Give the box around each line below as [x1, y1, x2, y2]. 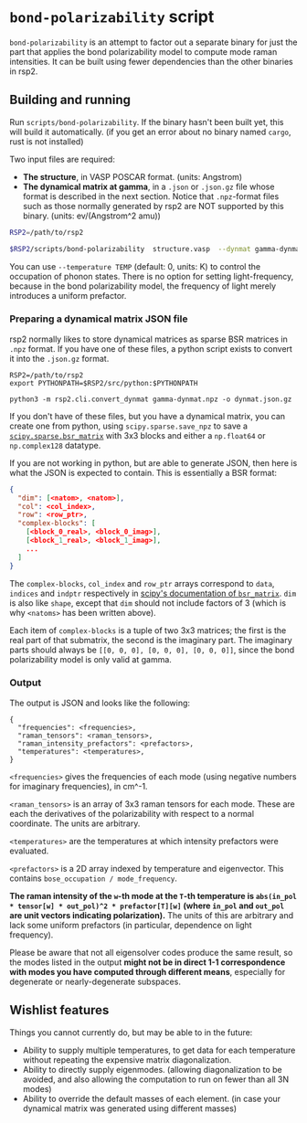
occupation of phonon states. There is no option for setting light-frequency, [9, 270, 294, 281]
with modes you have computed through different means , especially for [9, 966, 286, 977]
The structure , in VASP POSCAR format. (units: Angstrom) [22, 171, 243, 182]
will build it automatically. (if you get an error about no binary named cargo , [9, 126, 291, 137]
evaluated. [9, 845, 49, 856]
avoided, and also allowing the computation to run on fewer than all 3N [22, 1074, 290, 1085]
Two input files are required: [9, 154, 116, 164]
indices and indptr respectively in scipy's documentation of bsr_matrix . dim [9, 588, 297, 599]
